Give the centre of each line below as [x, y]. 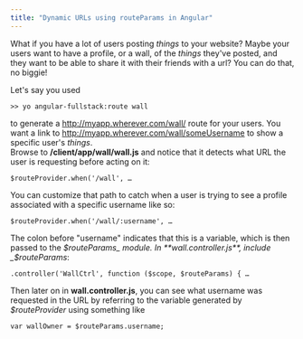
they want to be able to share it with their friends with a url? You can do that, [152, 62]
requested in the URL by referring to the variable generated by [126, 300]
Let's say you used [45, 89]
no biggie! [29, 72]
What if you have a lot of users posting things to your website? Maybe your [150, 43]
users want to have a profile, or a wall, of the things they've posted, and [144, 53]
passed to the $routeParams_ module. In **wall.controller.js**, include [141, 247]
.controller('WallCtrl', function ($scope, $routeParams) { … [130, 273]
